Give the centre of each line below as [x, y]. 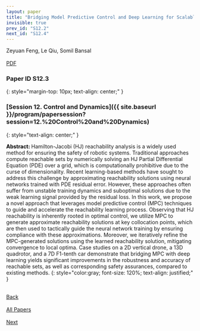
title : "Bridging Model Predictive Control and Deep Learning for [90, 17]
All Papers [19, 309]
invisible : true [26, 23]
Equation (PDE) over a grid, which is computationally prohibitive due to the [97, 165]
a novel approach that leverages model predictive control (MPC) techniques [99, 203]
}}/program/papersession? [46, 115]
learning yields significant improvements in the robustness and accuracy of [99, 260]
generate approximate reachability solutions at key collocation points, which [99, 222]
